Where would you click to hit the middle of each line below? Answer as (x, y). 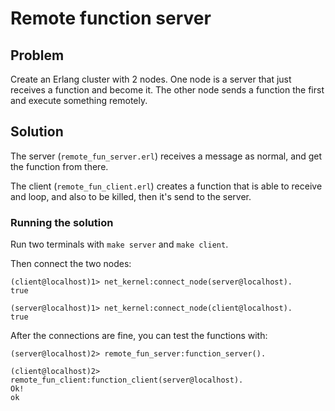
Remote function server (111, 18)
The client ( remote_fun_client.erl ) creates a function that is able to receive (166, 186)
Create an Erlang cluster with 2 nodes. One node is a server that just (151, 79)
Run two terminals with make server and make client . (119, 244)
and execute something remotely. (79, 100)
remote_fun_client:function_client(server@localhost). (127, 380)
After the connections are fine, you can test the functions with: (139, 336)
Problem (37, 55)
